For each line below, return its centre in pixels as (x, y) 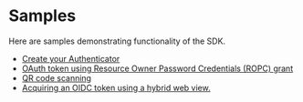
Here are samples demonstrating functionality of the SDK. (117, 41)
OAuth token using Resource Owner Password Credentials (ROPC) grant (157, 68)
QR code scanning (57, 77)
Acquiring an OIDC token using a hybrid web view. (116, 87)
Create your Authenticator (71, 58)
